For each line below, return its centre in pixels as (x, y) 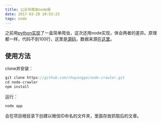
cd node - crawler (21, 82)
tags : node (16, 18)
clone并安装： (19, 69)
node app (14, 106)
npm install (17, 87)
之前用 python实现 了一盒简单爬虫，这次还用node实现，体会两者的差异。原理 (81, 33)
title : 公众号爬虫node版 (28, 9)
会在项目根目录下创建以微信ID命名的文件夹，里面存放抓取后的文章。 (73, 116)
